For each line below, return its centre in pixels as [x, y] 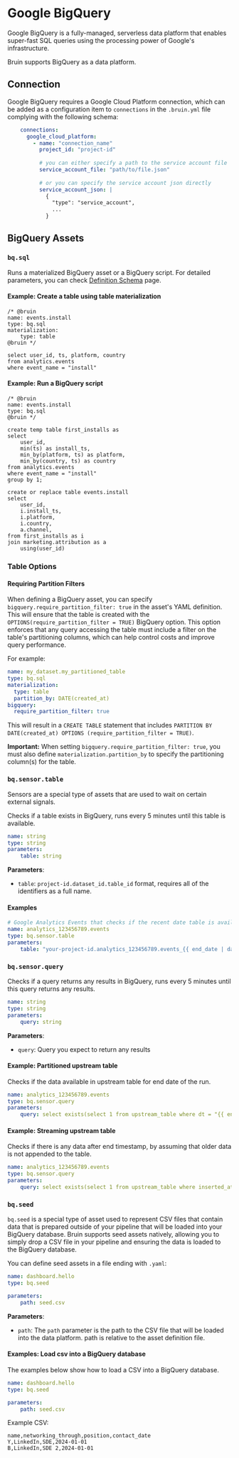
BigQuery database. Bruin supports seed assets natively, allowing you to [113, 1235]
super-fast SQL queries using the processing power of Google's [101, 40]
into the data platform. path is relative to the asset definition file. [111, 1337]
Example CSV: [28, 1423]
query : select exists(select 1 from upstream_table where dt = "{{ [122, 1115]
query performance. [37, 645]
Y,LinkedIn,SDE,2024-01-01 [47, 1442]
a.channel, [36, 530]
